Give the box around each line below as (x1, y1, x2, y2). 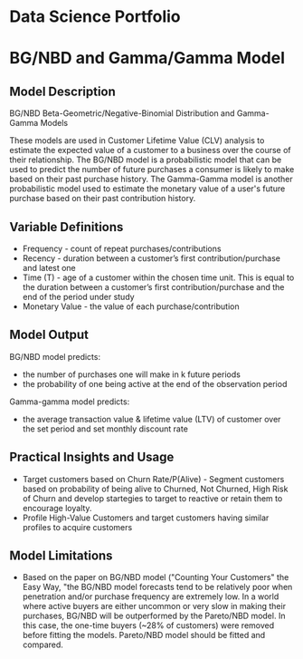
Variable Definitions (9, 219, 124, 235)
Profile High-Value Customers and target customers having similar (22, 512, 270, 523)
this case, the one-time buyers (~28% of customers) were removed (22, 620, 275, 631)
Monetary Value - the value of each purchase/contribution (22, 301, 240, 312)
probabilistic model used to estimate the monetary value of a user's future (9, 183, 286, 194)
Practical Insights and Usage (9, 450, 175, 465)
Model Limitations (9, 548, 113, 564)
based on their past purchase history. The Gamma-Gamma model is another (9, 174, 293, 185)
